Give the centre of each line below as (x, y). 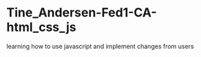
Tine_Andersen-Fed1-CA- (82, 13)
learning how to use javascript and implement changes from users (100, 46)
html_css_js (41, 27)
